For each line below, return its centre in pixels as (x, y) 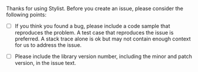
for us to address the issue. (48, 45)
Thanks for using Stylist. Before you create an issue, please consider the (95, 8)
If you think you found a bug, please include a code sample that (92, 26)
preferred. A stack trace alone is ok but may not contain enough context (103, 39)
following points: (26, 15)
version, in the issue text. (45, 63)
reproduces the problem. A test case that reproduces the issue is (94, 33)
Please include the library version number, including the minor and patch (103, 56)
